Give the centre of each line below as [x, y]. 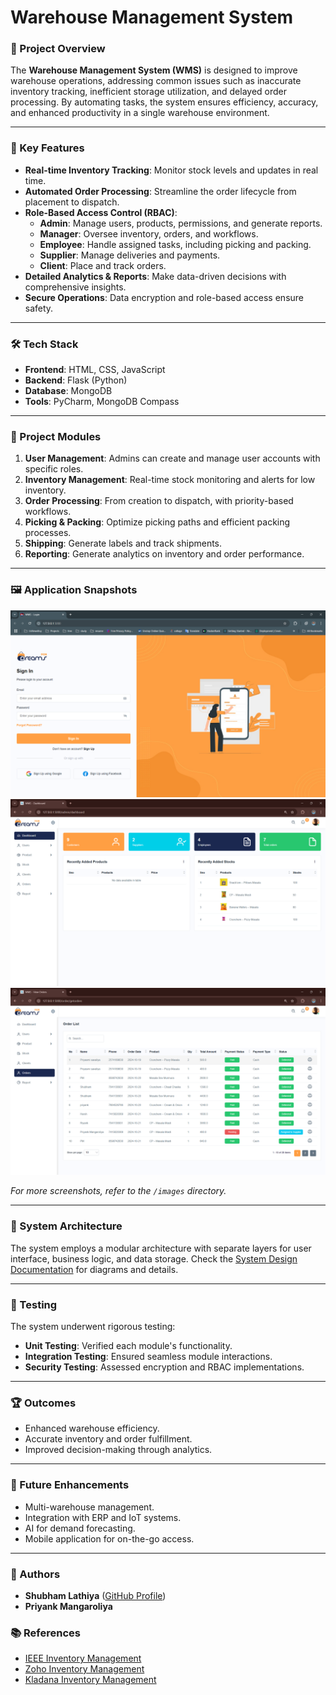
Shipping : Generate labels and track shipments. [123, 543]
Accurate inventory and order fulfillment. [108, 1439]
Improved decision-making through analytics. [118, 1450]
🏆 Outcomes [43, 1403]
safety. [39, 308]
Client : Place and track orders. [103, 265]
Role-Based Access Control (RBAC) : [101, 212]
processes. [48, 533]
